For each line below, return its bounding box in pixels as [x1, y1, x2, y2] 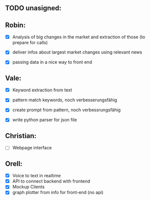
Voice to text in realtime [12, 173, 61, 179]
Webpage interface [12, 145, 52, 151]
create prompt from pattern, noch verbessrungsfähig [12, 107, 121, 113]
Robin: [5, 21, 26, 29]
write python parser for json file [12, 117, 77, 123]
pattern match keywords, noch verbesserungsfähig [12, 97, 118, 103]
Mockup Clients [12, 184, 45, 190]
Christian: [5, 132, 37, 140]
